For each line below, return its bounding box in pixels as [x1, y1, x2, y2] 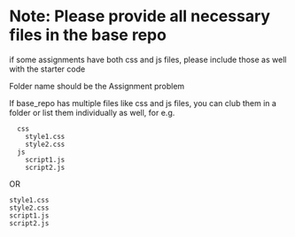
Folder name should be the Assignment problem [9, 80, 185, 91]
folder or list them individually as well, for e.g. [9, 107, 175, 118]
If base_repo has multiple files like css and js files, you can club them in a [9, 97, 277, 108]
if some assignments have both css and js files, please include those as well [9, 54, 287, 65]
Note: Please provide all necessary [9, 6, 271, 27]
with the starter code [9, 64, 86, 74]
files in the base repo [9, 25, 167, 45]
